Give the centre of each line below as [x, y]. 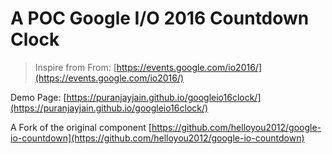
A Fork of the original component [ [81, 127]
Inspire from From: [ [75, 67]
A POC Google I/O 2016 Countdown [160, 18]
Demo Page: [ [38, 97]
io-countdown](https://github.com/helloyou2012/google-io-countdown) [157, 138]
